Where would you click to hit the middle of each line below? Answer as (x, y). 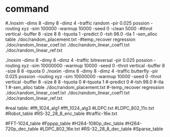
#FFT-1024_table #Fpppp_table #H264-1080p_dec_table (65, 123)
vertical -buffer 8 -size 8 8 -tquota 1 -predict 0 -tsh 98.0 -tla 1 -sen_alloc (81, 34)
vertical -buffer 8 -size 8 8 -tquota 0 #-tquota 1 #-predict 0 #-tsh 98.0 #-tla (84, 82)
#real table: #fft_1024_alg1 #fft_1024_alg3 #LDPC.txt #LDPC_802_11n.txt (80, 108)
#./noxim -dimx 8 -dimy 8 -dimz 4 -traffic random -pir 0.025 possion (77, 23)
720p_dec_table (22, 129)
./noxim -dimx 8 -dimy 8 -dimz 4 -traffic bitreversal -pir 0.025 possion (79, 60)
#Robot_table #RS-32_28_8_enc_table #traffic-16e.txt (61, 113)
